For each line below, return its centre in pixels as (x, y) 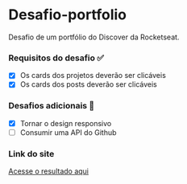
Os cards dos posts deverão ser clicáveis (88, 84)
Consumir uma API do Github (68, 132)
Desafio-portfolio (68, 15)
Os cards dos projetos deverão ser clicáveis (93, 76)
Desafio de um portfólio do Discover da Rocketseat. (94, 37)
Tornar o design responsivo (66, 123)
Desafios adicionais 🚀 (52, 106)
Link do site (31, 153)
